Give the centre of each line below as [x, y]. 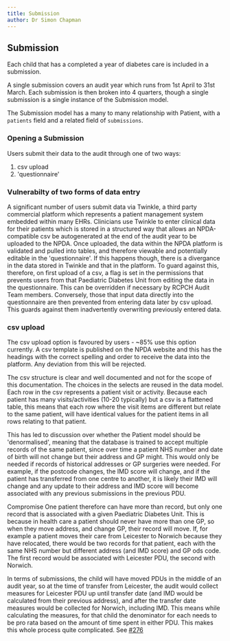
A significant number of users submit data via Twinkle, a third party [102, 207]
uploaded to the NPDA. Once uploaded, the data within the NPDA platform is [115, 243]
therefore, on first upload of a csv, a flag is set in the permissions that [105, 272]
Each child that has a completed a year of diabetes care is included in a [108, 64]
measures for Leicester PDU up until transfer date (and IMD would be [105, 593]
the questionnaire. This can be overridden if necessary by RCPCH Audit [108, 287]
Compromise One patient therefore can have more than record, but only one [115, 507]
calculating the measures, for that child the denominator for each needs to [112, 615]
